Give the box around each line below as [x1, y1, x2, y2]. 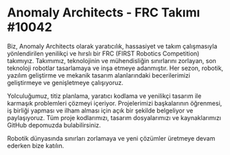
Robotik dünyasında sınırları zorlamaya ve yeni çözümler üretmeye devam [7, 134, 216, 142]
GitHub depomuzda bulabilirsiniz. [7, 121, 102, 129]
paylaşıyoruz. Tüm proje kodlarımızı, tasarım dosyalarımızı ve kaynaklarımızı [7, 113, 222, 121]
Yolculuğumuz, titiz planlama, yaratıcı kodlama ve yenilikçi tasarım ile [7, 91, 202, 100]
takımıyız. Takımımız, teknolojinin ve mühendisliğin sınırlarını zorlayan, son [7, 56, 216, 64]
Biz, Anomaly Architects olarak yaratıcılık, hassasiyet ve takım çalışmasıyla [7, 42, 218, 50]
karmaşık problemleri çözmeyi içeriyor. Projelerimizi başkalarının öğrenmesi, [7, 99, 222, 107]
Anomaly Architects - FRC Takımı [7, 5, 200, 21]
